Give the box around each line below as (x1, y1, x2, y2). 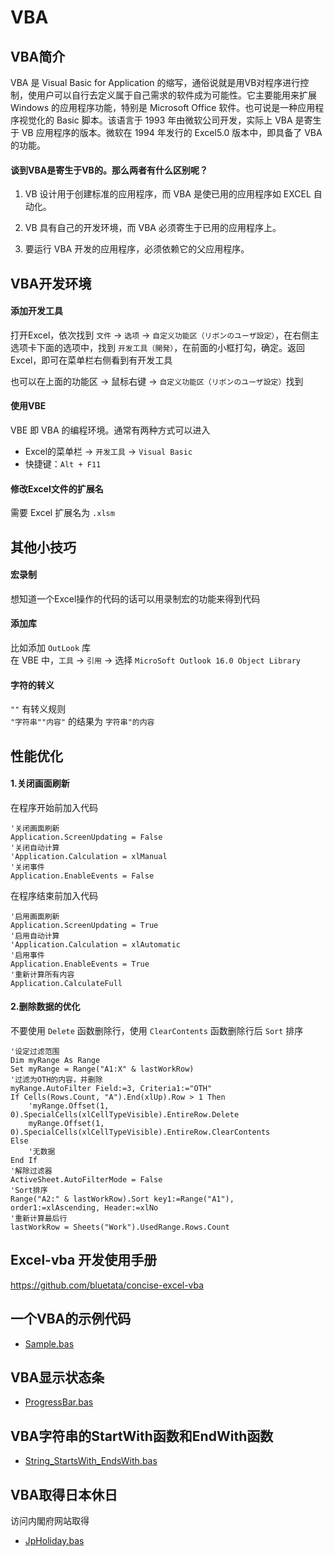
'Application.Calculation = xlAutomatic (10, 939, 182, 950)
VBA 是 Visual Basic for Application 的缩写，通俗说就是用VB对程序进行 (10, 77, 301, 88)
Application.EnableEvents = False (10, 871, 155, 881)
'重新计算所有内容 (10, 969, 75, 980)
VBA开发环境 (10, 275, 92, 292)
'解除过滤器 (10, 1166, 53, 1176)
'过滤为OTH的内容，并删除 (10, 1075, 103, 1085)
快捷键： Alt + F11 (24, 458, 102, 470)
